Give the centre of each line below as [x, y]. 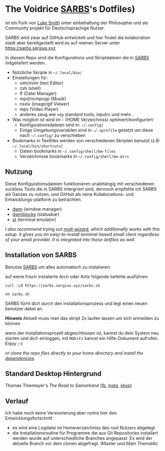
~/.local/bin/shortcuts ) [37, 146]
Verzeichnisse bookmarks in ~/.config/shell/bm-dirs [74, 156]
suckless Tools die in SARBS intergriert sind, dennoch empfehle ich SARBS [81, 189]
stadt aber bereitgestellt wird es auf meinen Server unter [63, 42]
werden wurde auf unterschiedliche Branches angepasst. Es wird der [82, 438]
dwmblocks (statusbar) [36, 214]
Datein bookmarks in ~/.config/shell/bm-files [67, 151]
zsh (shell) [30, 88]
